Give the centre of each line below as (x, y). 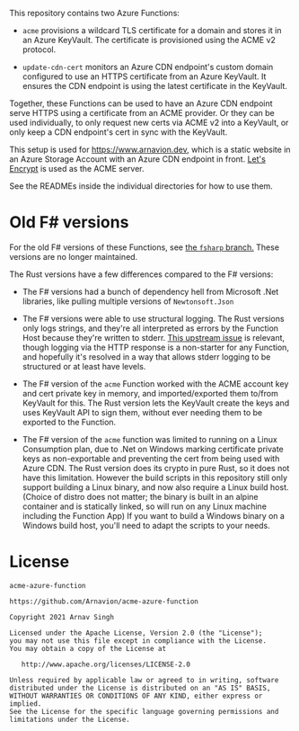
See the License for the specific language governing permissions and (144, 711)
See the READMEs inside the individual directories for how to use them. (141, 186)
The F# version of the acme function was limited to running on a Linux (150, 439)
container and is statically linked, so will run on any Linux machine (145, 506)
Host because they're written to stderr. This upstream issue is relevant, (154, 337)
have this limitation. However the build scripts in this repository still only (155, 477)
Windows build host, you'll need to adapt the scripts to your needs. (146, 525)
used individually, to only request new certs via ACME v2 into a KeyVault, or (149, 122)
